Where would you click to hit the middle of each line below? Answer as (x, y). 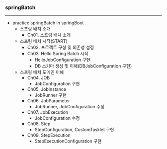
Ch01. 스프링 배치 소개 (49, 35)
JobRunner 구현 (51, 95)
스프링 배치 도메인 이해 (42, 72)
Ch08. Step (39, 124)
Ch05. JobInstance (46, 89)
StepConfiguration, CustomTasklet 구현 (74, 130)
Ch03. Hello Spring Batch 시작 (58, 54)
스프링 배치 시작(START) (44, 41)
